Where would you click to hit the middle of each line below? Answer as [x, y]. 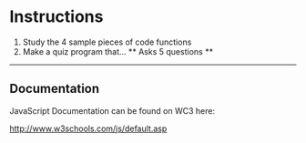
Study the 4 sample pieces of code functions [107, 42]
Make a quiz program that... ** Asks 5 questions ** [118, 51]
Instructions [56, 17]
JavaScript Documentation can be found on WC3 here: [112, 110]
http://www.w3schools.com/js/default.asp [88, 128]
